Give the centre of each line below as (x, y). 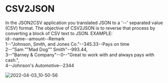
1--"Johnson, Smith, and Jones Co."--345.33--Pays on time (68, 44)
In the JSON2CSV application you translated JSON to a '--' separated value (84, 23)
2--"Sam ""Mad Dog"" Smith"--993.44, (46, 49)
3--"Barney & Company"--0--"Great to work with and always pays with (80, 55)
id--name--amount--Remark (35, 39)
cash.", (12, 60)
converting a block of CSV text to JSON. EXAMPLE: (59, 33)
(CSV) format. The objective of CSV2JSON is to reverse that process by (80, 28)
